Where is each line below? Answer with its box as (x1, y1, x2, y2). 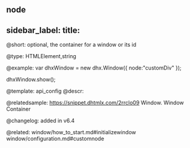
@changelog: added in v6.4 (6, 117, 75, 125)
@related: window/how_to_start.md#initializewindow (6, 129, 136, 136)
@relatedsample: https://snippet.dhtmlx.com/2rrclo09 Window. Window (6, 99, 185, 107)
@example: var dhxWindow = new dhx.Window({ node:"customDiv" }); (6, 64, 182, 71)
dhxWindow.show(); (6, 76, 56, 83)
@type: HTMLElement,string (6, 53, 76, 60)
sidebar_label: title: (6, 25, 80, 35)
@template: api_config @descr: (6, 87, 84, 95)
